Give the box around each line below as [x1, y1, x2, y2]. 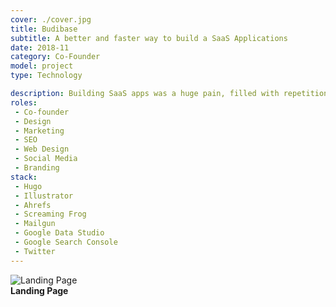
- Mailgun [14, 219, 56, 229]
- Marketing [14, 126, 65, 136]
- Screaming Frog [14, 209, 87, 220]
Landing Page [10, 284, 69, 296]
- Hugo [14, 181, 43, 191]
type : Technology [10, 71, 83, 81]
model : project [10, 61, 74, 71]
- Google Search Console [14, 237, 118, 247]
